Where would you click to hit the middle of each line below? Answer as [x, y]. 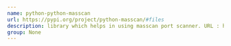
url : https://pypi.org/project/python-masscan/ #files [86, 20]
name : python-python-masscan [49, 13]
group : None [24, 32]
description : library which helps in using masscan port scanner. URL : [113, 26]
